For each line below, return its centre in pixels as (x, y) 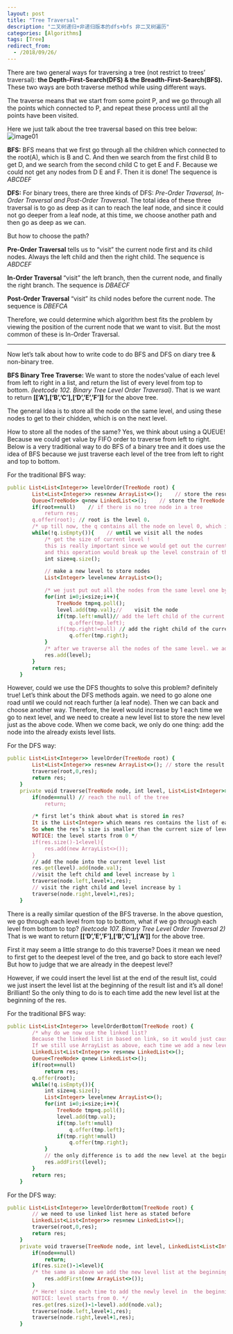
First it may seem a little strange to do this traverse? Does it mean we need (114, 949)
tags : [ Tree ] (26, 40)
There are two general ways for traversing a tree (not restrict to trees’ (106, 72)
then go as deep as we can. (47, 222)
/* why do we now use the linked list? (90, 1033)
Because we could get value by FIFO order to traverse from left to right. (109, 439)
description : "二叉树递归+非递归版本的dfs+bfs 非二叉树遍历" (88, 26)
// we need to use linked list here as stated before (111, 1214)
